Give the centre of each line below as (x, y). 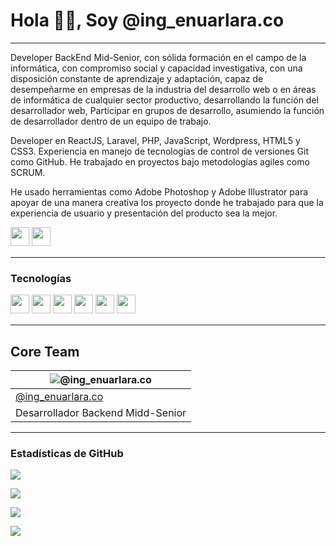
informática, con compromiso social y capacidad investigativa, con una (156, 68)
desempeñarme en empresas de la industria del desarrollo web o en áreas (163, 89)
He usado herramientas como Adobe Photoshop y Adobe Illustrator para (159, 191)
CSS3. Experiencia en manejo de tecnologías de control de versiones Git (159, 151)
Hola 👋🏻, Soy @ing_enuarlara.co (147, 20)
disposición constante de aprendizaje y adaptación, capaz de (137, 78)
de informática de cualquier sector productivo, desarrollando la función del (164, 100)
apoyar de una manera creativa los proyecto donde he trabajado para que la (167, 202)
